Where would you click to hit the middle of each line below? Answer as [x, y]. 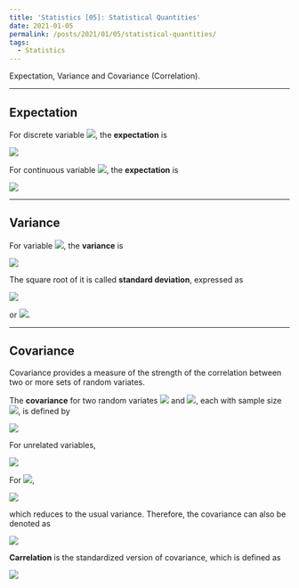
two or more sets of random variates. [77, 382]
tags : [19, 42]
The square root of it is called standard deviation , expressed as [126, 279]
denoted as [30, 523]
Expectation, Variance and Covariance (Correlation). [105, 76]
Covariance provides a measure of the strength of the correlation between [145, 372]
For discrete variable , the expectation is [88, 135]
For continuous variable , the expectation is [94, 169]
